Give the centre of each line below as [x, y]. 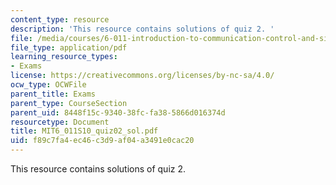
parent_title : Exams [53, 94]
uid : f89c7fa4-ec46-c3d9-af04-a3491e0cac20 [102, 141]
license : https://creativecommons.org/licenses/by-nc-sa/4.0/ [142, 76]
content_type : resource [60, 19]
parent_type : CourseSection [69, 103]
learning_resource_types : [64, 57]
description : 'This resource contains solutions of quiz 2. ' [142, 29]
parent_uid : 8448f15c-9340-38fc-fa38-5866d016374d [118, 112]
